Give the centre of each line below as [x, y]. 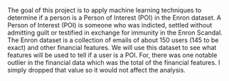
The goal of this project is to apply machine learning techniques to [105, 10]
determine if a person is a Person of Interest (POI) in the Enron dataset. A [114, 18]
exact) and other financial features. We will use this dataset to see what [112, 48]
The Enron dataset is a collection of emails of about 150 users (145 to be [113, 40]
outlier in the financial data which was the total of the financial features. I [114, 62]
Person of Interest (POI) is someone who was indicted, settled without [110, 25]
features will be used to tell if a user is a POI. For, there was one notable [112, 55]
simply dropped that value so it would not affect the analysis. [97, 70]
